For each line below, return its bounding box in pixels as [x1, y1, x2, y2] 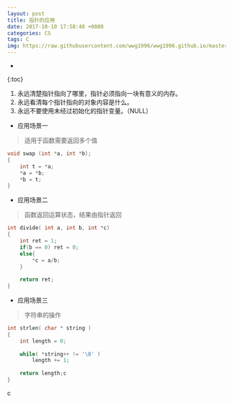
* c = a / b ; [32, 256, 60, 264]
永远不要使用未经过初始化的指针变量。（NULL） [17, 107, 153, 115]
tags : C [7, 36, 30, 43]
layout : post [7, 10, 45, 17]
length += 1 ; [32, 357, 70, 364]
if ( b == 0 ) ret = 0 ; [19, 244, 79, 251]
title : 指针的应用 [7, 17, 55, 24]
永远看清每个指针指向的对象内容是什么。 [17, 98, 133, 106]
